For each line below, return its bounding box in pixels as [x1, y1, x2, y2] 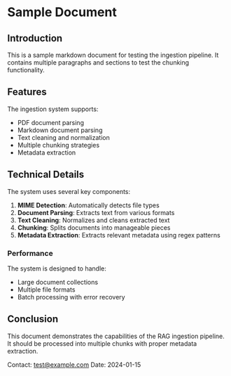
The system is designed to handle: [7, 264, 106, 273]
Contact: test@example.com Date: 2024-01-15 [7, 360, 141, 369]
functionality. [7, 66, 45, 74]
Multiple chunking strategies [17, 141, 100, 149]
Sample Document [7, 4, 117, 20]
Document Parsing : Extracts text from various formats [17, 208, 175, 216]
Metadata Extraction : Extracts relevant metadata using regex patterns [17, 231, 220, 239]
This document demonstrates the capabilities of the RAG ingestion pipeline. [7, 332, 225, 340]
